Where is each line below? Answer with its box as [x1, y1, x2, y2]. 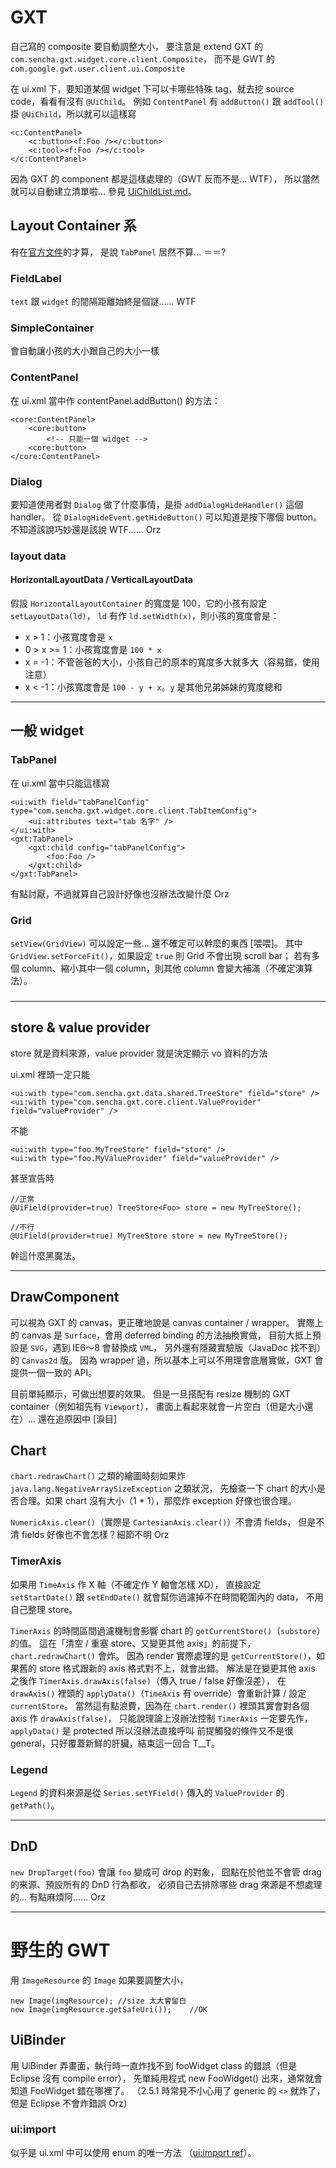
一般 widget [10, 722, 85, 740]
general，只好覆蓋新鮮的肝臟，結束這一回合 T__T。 [10, 1737, 220, 1749]
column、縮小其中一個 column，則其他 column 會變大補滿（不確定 [21, 962, 296, 975]
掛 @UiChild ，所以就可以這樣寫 [10, 107, 137, 120]
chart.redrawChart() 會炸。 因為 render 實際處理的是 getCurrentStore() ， [10, 1649, 317, 1661]
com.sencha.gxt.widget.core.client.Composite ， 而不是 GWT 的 [10, 52, 275, 65]
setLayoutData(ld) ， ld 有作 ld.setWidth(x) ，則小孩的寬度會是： [10, 610, 280, 622]
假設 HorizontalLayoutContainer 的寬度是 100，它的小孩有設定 [10, 597, 268, 610]
